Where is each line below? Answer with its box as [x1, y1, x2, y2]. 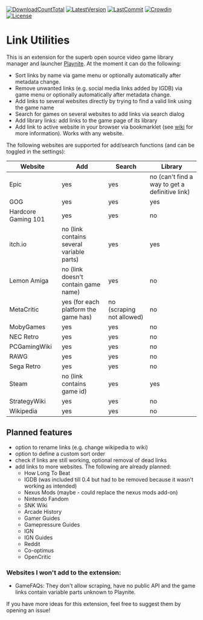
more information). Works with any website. [14, 129, 124, 136]
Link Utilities [6, 33, 70, 47]
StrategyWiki [9, 397, 47, 405]
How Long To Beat [24, 469, 71, 476]
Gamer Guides [24, 514, 60, 522]
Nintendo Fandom [24, 495, 69, 502]
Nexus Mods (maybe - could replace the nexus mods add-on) [24, 488, 178, 496]
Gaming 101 [9, 215, 45, 223]
